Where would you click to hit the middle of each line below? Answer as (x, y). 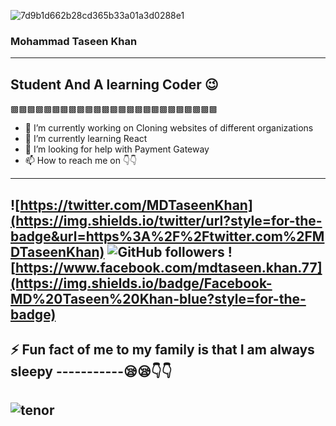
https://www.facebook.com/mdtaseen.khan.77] (168, 267)
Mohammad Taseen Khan (74, 41)
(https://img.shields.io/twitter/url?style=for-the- (166, 220)
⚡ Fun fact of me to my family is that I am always (162, 349)
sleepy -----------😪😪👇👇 (91, 371)
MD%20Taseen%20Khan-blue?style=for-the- (158, 298)
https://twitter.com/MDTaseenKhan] (136, 205)
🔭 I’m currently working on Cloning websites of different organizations (169, 128)
